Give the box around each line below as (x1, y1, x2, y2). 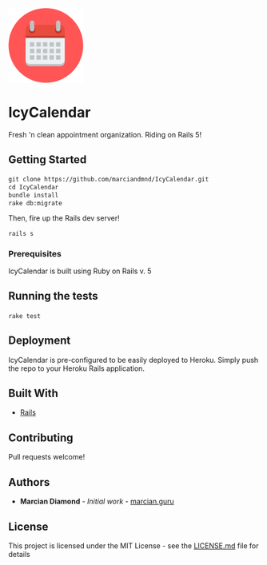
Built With (8, 387, 58, 400)
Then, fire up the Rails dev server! (8, 213, 120, 223)
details (8, 549, 30, 559)
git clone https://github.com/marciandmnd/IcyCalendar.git (8, 175, 209, 183)
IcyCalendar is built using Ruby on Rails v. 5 (8, 266, 152, 276)
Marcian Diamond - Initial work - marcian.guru (19, 496, 174, 507)
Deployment (8, 334, 71, 348)
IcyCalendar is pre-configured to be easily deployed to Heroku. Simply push (8, 355, 259, 364)
